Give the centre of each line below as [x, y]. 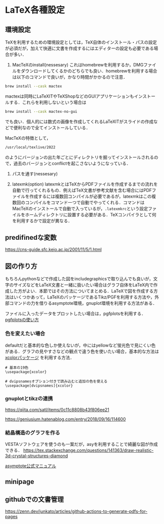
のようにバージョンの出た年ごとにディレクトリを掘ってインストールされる [80, 157]
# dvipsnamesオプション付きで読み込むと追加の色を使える [56, 381]
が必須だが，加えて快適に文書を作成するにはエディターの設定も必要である [80, 48]
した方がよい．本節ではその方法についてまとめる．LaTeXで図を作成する [81, 291]
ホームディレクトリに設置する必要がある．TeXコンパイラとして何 [91, 214]
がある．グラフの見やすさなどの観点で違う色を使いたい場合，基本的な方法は [82, 351]
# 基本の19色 [17, 367]
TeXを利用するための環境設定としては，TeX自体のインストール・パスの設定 [81, 42]
